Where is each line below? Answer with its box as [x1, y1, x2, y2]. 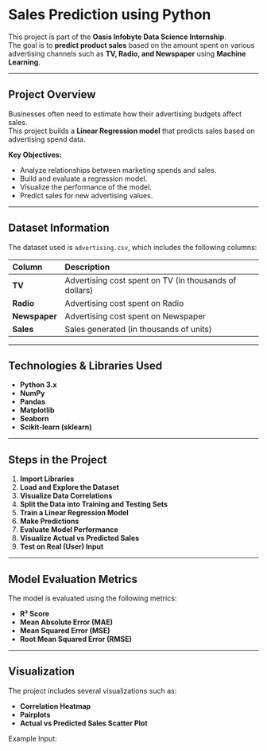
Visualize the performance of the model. [19, 182, 153, 192]
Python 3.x [19, 380, 57, 389]
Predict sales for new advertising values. [19, 190, 153, 200]
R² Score [19, 609, 50, 618]
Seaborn [19, 414, 49, 424]
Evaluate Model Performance [19, 525, 118, 534]
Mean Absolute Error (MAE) [19, 617, 114, 627]
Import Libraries [19, 474, 75, 483]
